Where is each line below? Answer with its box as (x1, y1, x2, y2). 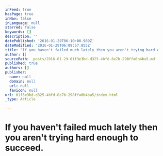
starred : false (5, 25, 36, 30)
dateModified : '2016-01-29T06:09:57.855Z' (5, 43, 92, 48)
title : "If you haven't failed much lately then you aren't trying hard (5, 47, 155, 52)
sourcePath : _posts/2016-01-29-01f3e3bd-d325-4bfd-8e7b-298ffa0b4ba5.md (5, 57, 155, 61)
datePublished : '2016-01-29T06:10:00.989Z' (5, 39, 95, 43)
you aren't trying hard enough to (5, 132, 139, 143)
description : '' (5, 34, 38, 39)
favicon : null (9, 88, 38, 93)
